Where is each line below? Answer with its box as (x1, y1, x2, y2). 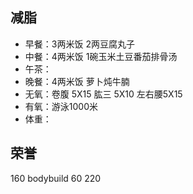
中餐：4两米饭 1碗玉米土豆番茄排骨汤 (24, 50, 178, 62)
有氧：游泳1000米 (24, 100, 98, 112)
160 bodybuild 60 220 (10, 172, 102, 184)
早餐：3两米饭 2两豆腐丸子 (24, 38, 135, 50)
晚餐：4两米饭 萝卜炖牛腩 (24, 75, 130, 87)
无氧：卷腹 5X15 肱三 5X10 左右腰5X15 (24, 88, 183, 100)
